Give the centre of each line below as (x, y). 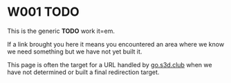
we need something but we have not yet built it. (75, 51)
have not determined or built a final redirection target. (83, 72)
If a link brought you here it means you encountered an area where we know (116, 44)
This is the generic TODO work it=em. (61, 31)
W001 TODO (43, 12)
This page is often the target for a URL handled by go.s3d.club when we (110, 64)
